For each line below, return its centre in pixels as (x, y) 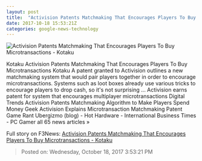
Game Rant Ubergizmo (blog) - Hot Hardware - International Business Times (101, 116)
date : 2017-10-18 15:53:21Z (42, 23)
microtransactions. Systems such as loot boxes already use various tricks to (101, 84)
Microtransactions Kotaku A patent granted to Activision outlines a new (95, 71)
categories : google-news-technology (52, 29)
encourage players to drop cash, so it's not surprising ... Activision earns (97, 90)
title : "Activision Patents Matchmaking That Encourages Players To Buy (101, 18)
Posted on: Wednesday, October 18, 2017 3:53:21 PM (87, 152)
